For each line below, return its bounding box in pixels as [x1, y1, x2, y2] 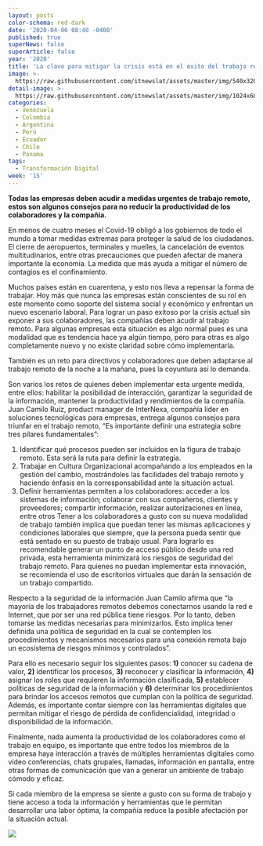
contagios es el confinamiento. [8, 267, 108, 276]
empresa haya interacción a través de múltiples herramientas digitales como [8, 749, 254, 758]
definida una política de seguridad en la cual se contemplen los [8, 626, 212, 636]
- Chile [15, 143, 41, 151]
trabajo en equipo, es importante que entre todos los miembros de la [8, 740, 229, 749]
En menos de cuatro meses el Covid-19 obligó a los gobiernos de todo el [8, 225, 243, 235]
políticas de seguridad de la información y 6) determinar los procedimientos [8, 684, 253, 693]
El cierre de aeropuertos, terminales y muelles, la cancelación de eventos [8, 242, 245, 251]
